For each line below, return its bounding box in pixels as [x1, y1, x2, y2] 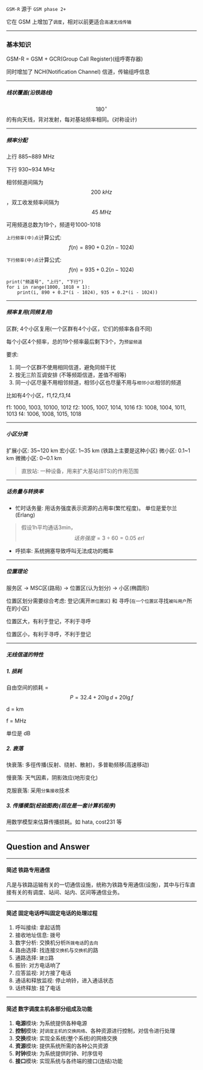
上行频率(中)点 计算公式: [6, 234, 62, 241]
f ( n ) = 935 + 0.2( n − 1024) [69, 266, 134, 273]
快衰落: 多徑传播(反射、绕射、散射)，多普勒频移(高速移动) [6, 761, 150, 768]
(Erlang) [14, 511, 36, 518]
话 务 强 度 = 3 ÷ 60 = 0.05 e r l [73, 534, 144, 541]
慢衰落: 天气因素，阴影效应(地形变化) [6, 774, 98, 781]
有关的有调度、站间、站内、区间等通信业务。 [11, 889, 123, 896]
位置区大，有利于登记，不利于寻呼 [6, 617, 91, 625]
